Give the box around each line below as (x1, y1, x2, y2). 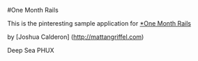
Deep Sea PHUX (7, 46, 54, 54)
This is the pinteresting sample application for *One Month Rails (7, 19, 192, 27)
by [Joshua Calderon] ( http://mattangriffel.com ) (7, 33, 144, 41)
